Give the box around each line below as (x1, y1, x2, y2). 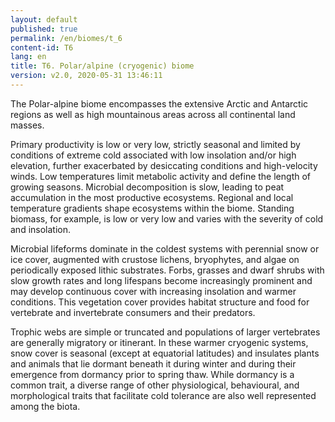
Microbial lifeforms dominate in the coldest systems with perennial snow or (10, 242, 320, 255)
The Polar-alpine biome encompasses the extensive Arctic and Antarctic (10, 97, 309, 110)
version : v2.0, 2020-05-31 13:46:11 (10, 71, 163, 81)
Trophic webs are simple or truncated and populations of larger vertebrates (10, 326, 321, 338)
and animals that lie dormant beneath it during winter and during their (10, 357, 297, 370)
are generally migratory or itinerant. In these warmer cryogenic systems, (10, 336, 309, 348)
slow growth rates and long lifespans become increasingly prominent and (10, 274, 313, 286)
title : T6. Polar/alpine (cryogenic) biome (10, 61, 195, 71)
